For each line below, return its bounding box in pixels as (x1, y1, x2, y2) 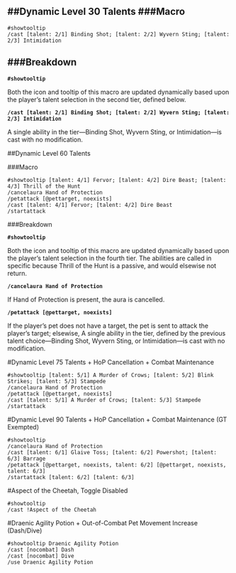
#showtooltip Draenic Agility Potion (7, 540, 119, 547)
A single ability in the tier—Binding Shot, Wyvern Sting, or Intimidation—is (7, 127, 222, 136)
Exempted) (7, 422, 40, 431)
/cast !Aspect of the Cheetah (7, 506, 97, 513)
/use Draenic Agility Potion (7, 558, 94, 566)
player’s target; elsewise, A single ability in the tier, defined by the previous (7, 328, 226, 337)
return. (7, 269, 27, 277)
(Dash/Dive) (7, 526, 43, 535)
